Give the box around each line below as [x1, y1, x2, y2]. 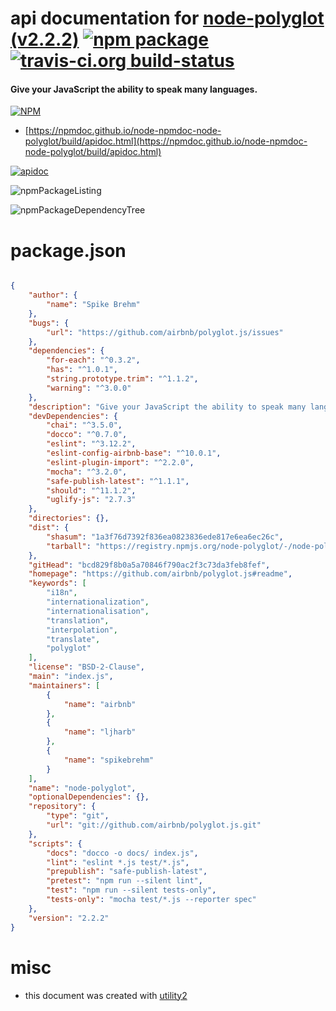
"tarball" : [46, 541, 92, 551]
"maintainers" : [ [28, 680, 101, 691]
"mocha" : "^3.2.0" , [46, 467, 128, 477]
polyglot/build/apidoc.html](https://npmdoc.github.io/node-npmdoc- [24, 135, 308, 147]
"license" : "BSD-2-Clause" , [28, 662, 145, 672]
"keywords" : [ [28, 578, 87, 589]
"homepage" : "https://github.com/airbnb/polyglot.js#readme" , [28, 569, 293, 579]
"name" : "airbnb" [63, 699, 137, 709]
